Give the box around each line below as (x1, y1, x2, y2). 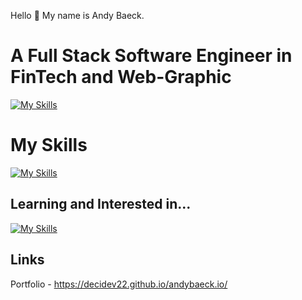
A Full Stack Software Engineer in (10, 45, 293, 67)
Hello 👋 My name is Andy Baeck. (10, 10, 145, 21)
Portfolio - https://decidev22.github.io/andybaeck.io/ (10, 278, 228, 290)
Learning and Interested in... (10, 196, 192, 213)
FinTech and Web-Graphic (10, 66, 232, 89)
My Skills (10, 134, 88, 157)
